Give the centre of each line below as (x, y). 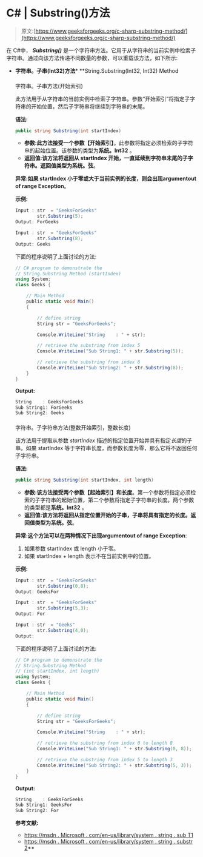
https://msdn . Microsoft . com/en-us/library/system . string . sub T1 (109, 835)
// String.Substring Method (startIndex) (68, 274)
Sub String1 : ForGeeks (44, 408)
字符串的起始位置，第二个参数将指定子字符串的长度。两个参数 (117, 500)
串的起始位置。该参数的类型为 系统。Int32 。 (79, 150)
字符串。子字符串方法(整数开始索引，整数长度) (73, 427)
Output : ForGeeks (37, 222)
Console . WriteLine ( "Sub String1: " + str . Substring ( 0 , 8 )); (115, 749)
